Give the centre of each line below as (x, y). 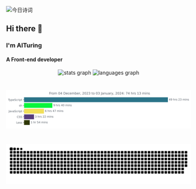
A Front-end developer (34, 59)
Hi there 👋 (24, 29)
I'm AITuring (24, 45)
